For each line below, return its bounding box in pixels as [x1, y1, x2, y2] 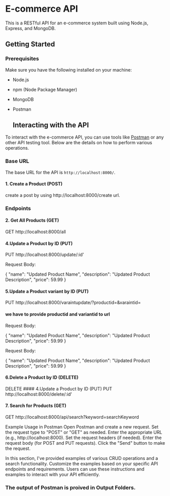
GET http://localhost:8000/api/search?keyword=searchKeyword [5, 414, 140, 420]
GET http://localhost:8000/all [5, 229, 66, 235]
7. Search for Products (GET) [5, 403, 67, 409]
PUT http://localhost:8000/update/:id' [5, 252, 84, 258]
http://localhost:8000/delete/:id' [5, 391, 73, 397]
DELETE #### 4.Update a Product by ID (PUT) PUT [5, 385, 113, 391]
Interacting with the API [12, 121, 89, 129]
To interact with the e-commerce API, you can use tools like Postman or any [5, 134, 164, 140]
